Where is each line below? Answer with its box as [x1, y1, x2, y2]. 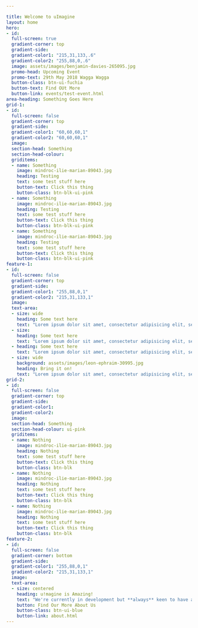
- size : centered [11, 585, 54, 591]
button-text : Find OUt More [11, 85, 81, 92]
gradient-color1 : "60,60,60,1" [11, 130, 88, 135]
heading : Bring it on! [16, 365, 72, 371]
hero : [6, 25, 19, 31]
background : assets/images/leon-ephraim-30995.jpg [16, 360, 144, 366]
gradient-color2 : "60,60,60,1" [11, 135, 88, 141]
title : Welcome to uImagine [6, 14, 75, 20]
